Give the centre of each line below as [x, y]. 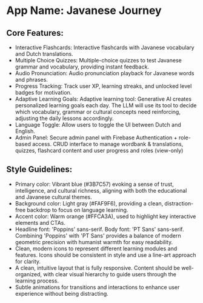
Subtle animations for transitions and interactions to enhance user [97, 287]
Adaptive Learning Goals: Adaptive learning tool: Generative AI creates [103, 99]
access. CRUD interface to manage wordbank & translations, [108, 144]
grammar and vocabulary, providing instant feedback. [82, 67]
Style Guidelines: [39, 169]
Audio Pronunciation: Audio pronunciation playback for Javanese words [105, 73]
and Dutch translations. [44, 54]
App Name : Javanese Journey [84, 11]
